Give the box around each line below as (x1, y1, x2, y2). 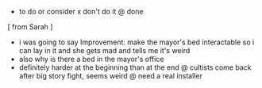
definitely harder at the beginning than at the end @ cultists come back (18, 63, 252, 72)
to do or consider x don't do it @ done (18, 7, 144, 16)
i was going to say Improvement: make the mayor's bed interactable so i (18, 37, 255, 47)
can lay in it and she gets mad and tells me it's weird (18, 46, 191, 55)
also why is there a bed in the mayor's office (18, 55, 164, 63)
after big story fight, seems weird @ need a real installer (18, 71, 203, 80)
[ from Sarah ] (7, 22, 53, 31)
